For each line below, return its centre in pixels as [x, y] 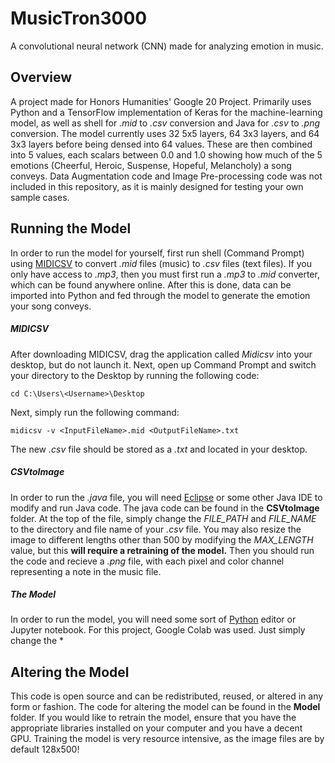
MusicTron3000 [79, 18]
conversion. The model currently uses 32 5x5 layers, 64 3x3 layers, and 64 [165, 133]
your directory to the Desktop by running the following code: [135, 375]
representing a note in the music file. [86, 571]
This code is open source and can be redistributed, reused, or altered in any [167, 696]
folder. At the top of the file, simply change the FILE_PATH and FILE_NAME [163, 518]
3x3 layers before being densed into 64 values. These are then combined [161, 144]
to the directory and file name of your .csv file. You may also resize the [156, 529]
